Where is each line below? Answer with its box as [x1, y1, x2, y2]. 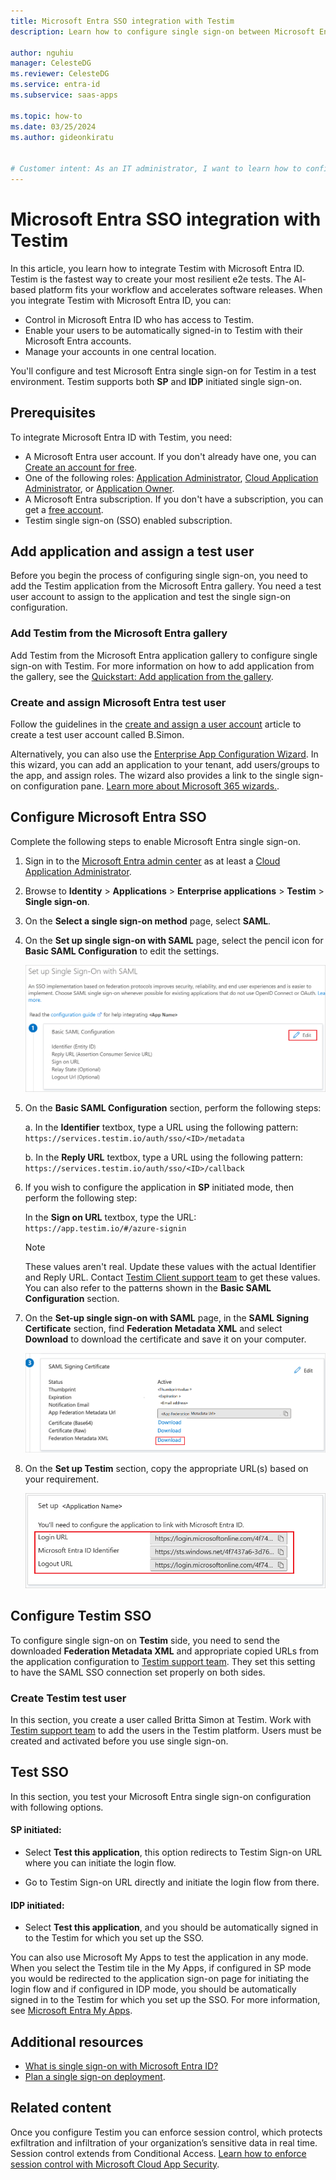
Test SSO [10, 1764, 69, 1781]
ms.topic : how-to [10, 111, 83, 121]
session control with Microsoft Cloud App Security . [10, 2158, 220, 2170]
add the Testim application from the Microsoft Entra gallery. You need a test [10, 580, 322, 592]
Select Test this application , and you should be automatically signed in [24, 1921, 319, 1934]
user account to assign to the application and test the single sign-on [10, 591, 292, 603]
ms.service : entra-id [10, 80, 101, 90]
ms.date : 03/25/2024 [10, 121, 97, 132]
